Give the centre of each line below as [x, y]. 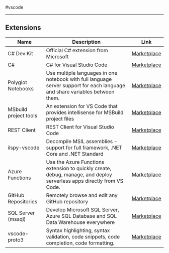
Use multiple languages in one [82, 73]
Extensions [23, 28]
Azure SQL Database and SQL [81, 216]
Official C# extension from [77, 50]
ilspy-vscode [24, 148]
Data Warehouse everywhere [80, 222]
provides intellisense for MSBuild [85, 112]
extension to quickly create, [79, 168]
